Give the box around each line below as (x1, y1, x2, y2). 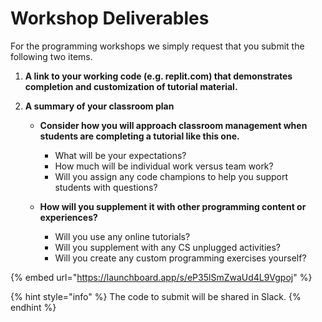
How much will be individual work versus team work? (54, 160, 274, 172)
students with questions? (54, 181, 158, 193)
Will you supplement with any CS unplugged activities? (54, 241, 282, 253)
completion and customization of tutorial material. (24, 80, 238, 92)
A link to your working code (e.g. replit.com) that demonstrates (24, 70, 293, 82)
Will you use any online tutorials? (54, 230, 191, 242)
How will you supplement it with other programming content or (39, 200, 307, 212)
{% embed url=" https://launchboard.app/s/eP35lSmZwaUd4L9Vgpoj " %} (10, 271, 313, 283)
